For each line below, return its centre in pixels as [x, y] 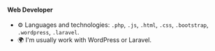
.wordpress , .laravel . [48, 32]
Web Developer [30, 10]
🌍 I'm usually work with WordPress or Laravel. [84, 40]
